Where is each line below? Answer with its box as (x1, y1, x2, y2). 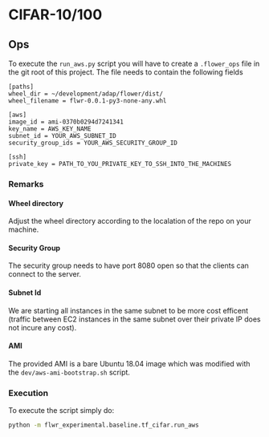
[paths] (8, 83, 35, 91)
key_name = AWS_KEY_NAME (8, 125, 92, 133)
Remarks (8, 178, 44, 189)
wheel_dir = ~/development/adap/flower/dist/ (8, 90, 163, 98)
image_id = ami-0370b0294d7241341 (8, 118, 124, 126)
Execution (8, 387, 49, 399)
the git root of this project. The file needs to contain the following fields (8, 67, 243, 77)
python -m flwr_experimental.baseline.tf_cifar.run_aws (8, 421, 199, 430)
